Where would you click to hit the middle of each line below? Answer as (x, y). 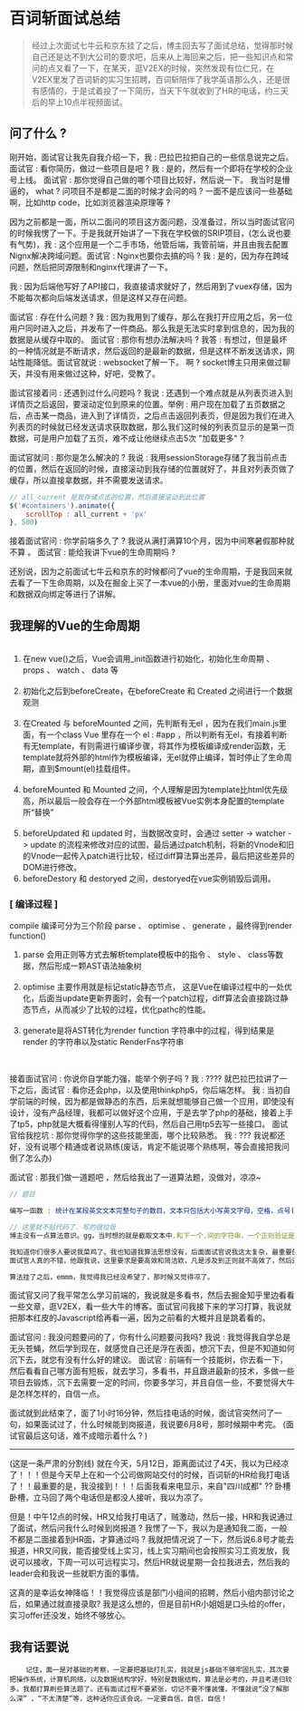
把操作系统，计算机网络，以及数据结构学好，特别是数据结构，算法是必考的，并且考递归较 (151, 1680)
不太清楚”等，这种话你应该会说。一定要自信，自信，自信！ (135, 1699)
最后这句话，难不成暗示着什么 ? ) (86, 1436)
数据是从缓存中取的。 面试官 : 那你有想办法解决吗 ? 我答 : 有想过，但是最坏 (148, 339)
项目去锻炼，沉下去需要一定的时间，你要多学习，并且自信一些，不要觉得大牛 (152, 1383)
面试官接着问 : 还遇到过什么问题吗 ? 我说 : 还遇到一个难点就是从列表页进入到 (151, 393)
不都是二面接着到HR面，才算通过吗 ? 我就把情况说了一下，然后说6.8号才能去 (152, 1540)
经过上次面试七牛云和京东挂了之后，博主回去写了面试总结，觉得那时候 (162, 45)
